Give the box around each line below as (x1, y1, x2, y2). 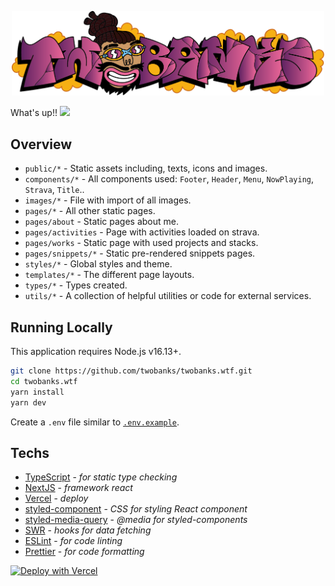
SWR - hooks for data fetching (24, 524, 152, 536)
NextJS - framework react (24, 482, 133, 494)
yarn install (10, 387, 65, 397)
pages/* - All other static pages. (24, 205, 156, 217)
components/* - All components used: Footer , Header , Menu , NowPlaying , (24, 173, 315, 185)
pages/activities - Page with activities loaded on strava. (24, 226, 260, 238)
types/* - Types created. (24, 279, 128, 291)
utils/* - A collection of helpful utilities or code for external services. (24, 290, 312, 302)
